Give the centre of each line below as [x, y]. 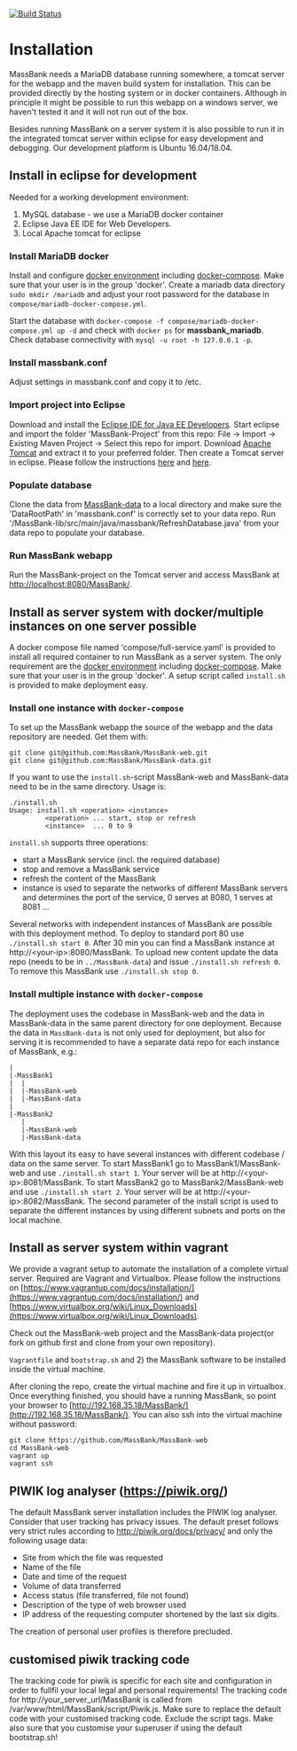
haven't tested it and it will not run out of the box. [99, 112]
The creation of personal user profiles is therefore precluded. [121, 1631]
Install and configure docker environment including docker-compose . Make [147, 276]
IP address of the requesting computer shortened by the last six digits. [151, 1614]
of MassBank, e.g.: [43, 1051]
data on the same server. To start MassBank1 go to [102, 1163]
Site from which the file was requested [93, 1558]
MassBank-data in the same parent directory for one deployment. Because [145, 1023]
